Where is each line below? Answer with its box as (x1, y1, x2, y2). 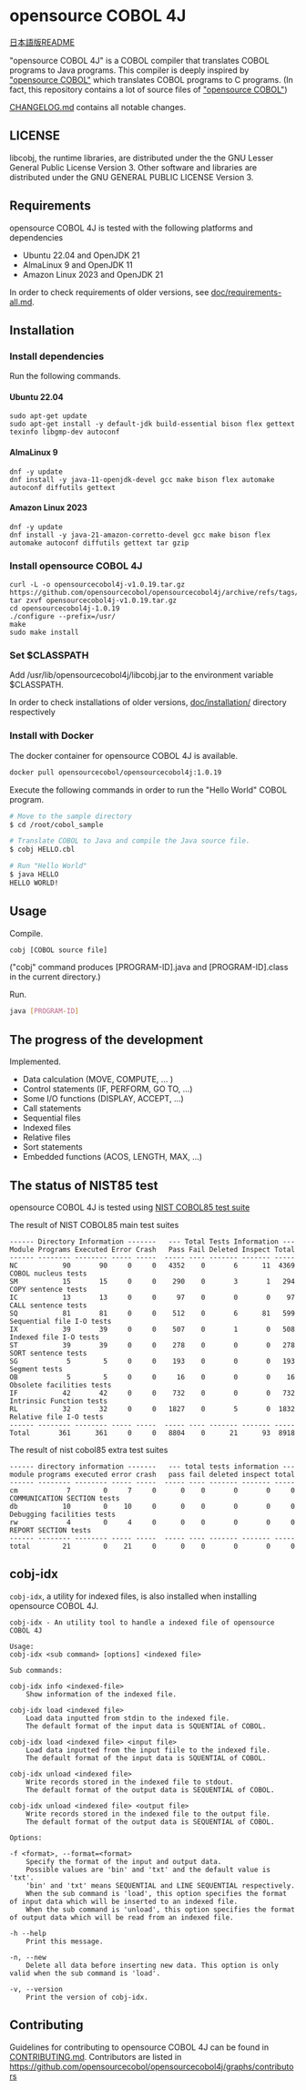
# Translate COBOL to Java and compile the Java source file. (9, 836, 250, 845)
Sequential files (22, 1112, 81, 1123)
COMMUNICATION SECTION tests (9, 1493, 120, 1503)
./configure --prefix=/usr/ (9, 612, 117, 621)
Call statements (22, 1103, 82, 1114)
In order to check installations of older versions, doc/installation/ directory (9, 697, 287, 708)
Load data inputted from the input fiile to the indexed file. (25, 1746, 271, 1755)
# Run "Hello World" (9, 862, 88, 871)
